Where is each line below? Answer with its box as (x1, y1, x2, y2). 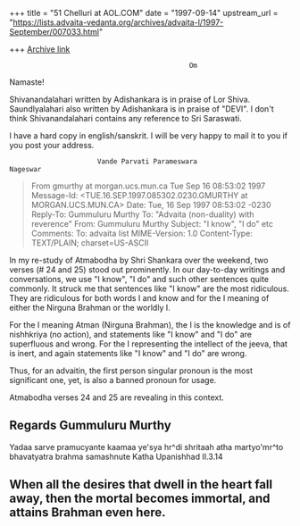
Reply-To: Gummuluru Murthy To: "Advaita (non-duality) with (30, 209, 254, 220)
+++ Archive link (9, 44, 71, 54)
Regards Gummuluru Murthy (9, 418, 171, 433)
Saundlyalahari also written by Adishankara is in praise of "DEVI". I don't (9, 104, 274, 114)
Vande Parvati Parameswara (96, 157, 198, 166)
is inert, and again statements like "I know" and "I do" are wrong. (9, 348, 247, 358)
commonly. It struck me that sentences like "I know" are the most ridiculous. (9, 283, 290, 294)
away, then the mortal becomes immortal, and (9, 491, 271, 506)
